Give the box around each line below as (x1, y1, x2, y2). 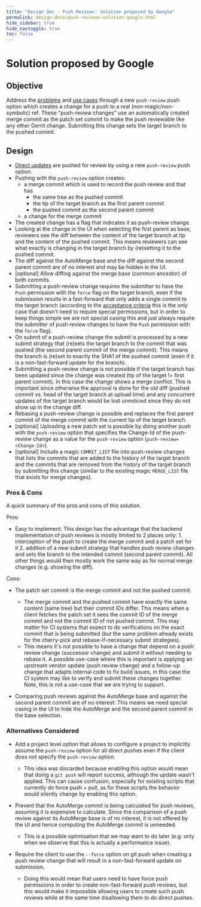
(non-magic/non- (131, 103, 174, 110)
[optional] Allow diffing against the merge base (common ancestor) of (14, 270, 187, 277)
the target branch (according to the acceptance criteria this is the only (14, 301, 188, 309)
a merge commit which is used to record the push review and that (23, 180, 186, 188)
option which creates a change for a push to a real (6, 103, 130, 110)
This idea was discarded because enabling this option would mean (23, 764, 188, 772)
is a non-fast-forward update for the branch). (14, 359, 127, 366)
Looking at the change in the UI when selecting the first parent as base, (14, 225, 191, 232)
